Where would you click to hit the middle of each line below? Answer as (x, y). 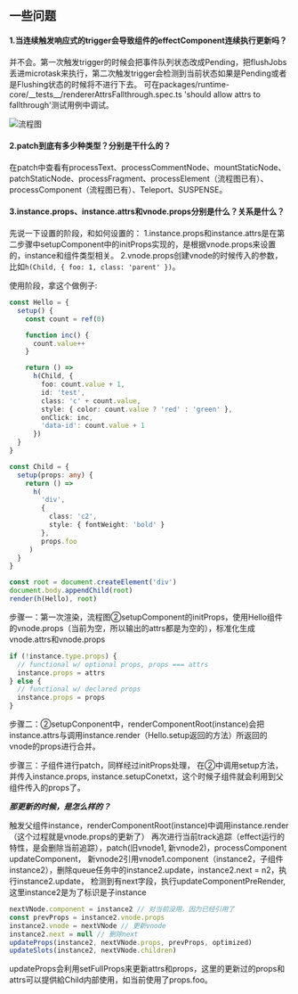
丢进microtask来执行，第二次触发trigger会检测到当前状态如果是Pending (140, 73)
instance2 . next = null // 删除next (74, 934)
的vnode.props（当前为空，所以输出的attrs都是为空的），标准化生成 (132, 628)
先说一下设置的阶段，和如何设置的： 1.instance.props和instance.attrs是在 (143, 233)
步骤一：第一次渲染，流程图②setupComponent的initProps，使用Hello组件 (146, 617)
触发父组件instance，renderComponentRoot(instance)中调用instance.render (149, 826)
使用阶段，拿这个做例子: (53, 285)
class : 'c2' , (73, 517)
